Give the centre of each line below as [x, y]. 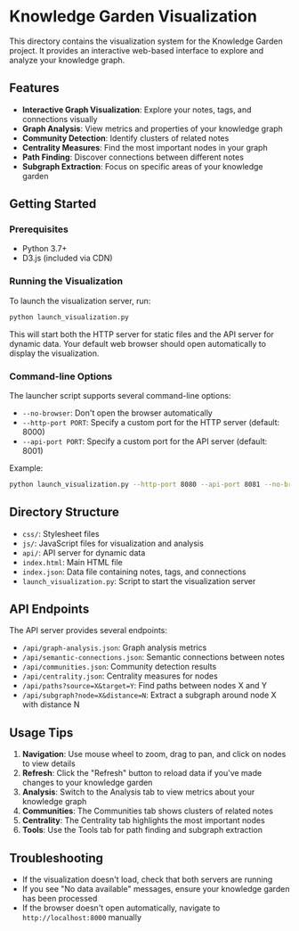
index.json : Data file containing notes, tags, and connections [134, 572]
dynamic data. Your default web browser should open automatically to [138, 343]
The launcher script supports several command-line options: [120, 395]
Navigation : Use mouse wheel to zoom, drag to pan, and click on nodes [154, 754]
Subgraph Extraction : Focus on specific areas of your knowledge [143, 166]
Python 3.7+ [44, 249]
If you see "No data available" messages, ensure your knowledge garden [156, 889]
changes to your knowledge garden [87, 783]
